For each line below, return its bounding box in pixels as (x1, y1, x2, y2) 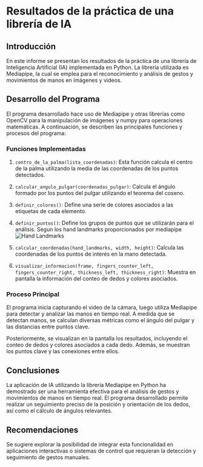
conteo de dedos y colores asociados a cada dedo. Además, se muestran (6, 341, 190, 349)
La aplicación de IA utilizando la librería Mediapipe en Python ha (6, 382, 167, 389)
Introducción (6, 41, 56, 51)
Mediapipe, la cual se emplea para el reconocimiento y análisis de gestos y (6, 70, 194, 77)
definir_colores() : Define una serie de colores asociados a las (15, 201, 174, 208)
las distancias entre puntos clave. (6, 323, 90, 331)
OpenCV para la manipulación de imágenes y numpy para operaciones (6, 116, 183, 124)
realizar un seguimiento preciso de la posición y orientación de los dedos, (6, 401, 191, 408)
